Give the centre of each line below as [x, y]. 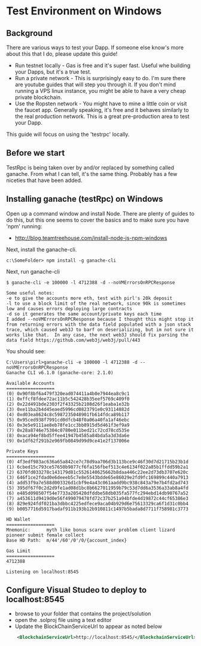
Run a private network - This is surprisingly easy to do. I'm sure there [100, 78]
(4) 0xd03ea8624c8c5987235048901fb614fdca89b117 [68, 414]
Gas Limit [19, 551]
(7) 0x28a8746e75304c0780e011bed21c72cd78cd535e [68, 430]
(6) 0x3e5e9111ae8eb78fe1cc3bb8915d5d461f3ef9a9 [68, 425]
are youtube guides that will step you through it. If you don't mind [95, 84]
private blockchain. [38, 97]
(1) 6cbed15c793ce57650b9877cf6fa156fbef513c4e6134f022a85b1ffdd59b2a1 [97, 467]
